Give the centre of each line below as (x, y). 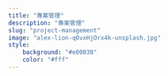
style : (19, 45)
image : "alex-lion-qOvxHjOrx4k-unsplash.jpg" (84, 38)
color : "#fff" (46, 60)
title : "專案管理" (36, 15)
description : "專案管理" (47, 23)
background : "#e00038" (60, 52)
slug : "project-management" (55, 30)
